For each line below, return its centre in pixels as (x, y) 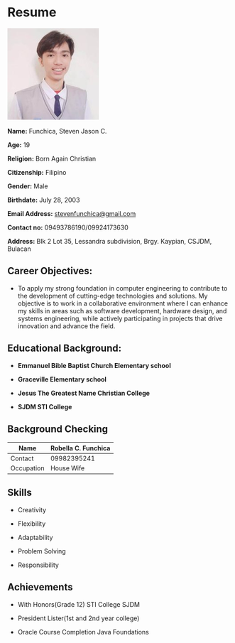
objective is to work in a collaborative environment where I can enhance (123, 303)
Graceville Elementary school (62, 379)
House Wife (68, 468)
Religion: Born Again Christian (52, 158)
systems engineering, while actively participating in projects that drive (120, 318)
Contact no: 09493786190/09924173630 (68, 227)
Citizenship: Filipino (37, 172)
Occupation (27, 468)
